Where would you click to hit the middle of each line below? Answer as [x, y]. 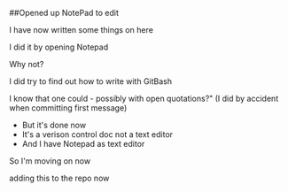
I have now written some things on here [81, 30]
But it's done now [54, 125]
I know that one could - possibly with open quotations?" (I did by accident [144, 98]
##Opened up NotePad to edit [64, 13]
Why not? [27, 64]
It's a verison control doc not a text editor [97, 134]
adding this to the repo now [59, 178]
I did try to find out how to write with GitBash [91, 81]
